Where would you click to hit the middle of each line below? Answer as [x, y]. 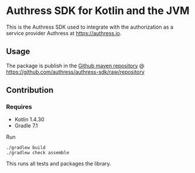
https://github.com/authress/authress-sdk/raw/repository [75, 72]
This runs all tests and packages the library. [59, 164]
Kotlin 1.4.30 [30, 120]
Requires [19, 107]
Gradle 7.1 [26, 126]
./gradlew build [26, 148]
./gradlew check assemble [37, 153]
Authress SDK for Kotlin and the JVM [98, 11]
